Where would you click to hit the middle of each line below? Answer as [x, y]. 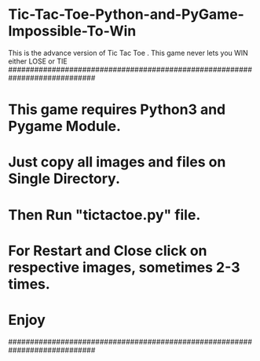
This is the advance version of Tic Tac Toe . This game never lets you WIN [128, 53]
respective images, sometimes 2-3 [125, 267]
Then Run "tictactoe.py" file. [104, 215]
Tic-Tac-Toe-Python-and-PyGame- [126, 15]
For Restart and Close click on [108, 251]
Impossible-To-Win [72, 31]
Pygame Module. [65, 126]
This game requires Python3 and [117, 109]
